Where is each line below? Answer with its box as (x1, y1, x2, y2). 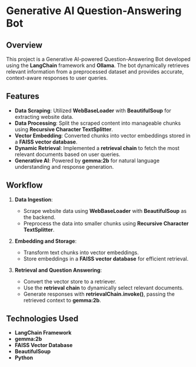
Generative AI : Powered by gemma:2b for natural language (14, 157, 160, 164)
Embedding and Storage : (14, 237, 77, 245)
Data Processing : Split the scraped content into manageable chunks (14, 119, 181, 126)
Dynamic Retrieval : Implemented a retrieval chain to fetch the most (14, 144, 180, 151)
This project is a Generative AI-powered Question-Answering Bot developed (6, 56, 191, 62)
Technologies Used (6, 313, 78, 324)
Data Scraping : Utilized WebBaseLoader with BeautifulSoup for (14, 107, 172, 114)
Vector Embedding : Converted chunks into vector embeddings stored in (14, 132, 191, 139)
